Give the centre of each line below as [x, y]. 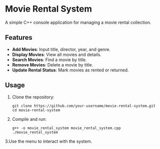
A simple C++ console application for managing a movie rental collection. [78, 22]
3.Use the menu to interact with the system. [48, 141]
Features [19, 38]
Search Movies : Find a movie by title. [49, 60]
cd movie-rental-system [36, 110]
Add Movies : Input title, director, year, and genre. [61, 49]
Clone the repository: [33, 97]
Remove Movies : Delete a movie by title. [52, 65]
